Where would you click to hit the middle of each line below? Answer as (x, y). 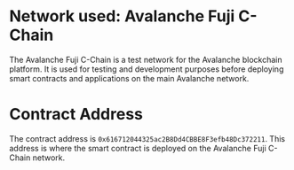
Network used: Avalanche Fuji (122, 16)
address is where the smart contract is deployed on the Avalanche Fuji (138, 148)
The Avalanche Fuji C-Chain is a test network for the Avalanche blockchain (146, 59)
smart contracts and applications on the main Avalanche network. (129, 78)
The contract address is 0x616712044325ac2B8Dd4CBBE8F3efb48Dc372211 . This (147, 138)
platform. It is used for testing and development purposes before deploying (147, 69)
